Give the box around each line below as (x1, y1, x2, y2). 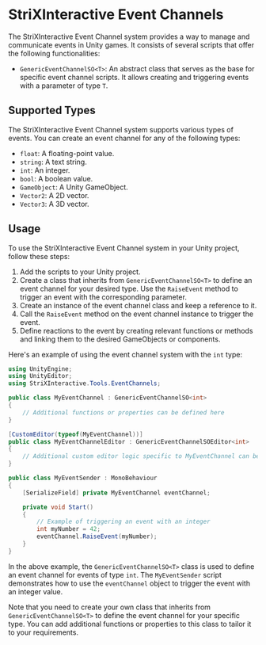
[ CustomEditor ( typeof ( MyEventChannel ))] (8, 430, 144, 438)
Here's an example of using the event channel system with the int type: (8, 349, 243, 359)
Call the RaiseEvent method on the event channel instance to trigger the (19, 309, 254, 319)
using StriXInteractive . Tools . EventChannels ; (8, 380, 161, 387)
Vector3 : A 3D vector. (19, 199, 89, 208)
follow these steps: (8, 251, 70, 261)
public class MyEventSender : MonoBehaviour (8, 474, 158, 483)
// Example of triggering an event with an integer (36, 517, 211, 526)
